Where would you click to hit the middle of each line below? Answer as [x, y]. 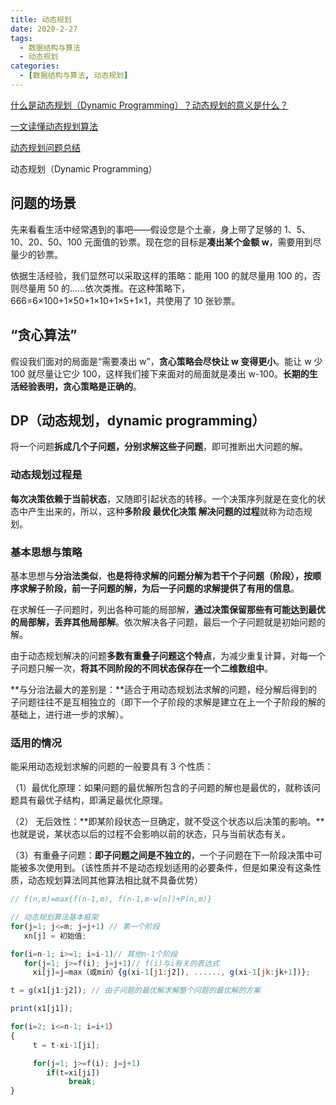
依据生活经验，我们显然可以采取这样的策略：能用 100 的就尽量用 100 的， [161, 275]
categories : [35, 66]
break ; [82, 1082]
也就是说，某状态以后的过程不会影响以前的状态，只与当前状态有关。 [150, 834]
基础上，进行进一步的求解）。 [69, 714]
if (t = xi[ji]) [73, 1072]
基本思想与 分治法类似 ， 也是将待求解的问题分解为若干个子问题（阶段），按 [161, 575]
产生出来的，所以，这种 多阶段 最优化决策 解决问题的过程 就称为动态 [165, 511]
